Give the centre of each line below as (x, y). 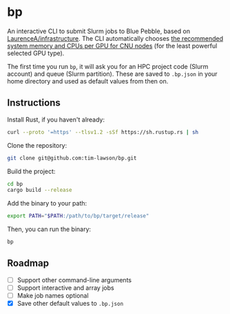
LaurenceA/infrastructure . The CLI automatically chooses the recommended (115, 38)
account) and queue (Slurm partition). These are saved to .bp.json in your (113, 74)
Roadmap (28, 263)
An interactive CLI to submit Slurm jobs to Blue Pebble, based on (99, 31)
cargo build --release (40, 190)
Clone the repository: (37, 145)
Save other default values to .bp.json (70, 303)
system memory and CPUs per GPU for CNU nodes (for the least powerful (112, 46)
